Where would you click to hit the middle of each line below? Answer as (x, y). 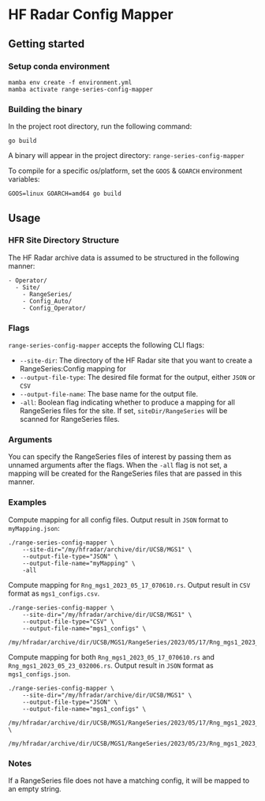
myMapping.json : (34, 528)
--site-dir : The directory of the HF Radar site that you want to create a (136, 360)
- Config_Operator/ (54, 308)
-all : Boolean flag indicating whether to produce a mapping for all (127, 402)
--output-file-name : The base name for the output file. (109, 394)
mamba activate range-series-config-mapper (81, 89)
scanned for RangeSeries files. (69, 419)
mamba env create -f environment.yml (70, 82)
